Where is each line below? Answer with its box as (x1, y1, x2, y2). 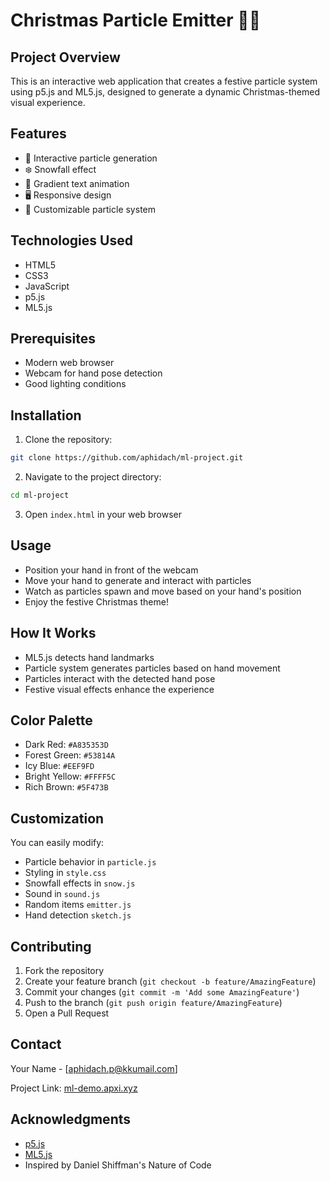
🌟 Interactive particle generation (24, 152, 158, 164)
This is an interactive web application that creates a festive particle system (10, 75, 318, 87)
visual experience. (10, 97, 86, 108)
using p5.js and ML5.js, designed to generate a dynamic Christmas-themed (10, 86, 320, 98)
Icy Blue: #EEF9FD (24, 760, 95, 772)
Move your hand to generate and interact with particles (24, 574, 252, 586)
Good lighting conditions (24, 378, 127, 390)
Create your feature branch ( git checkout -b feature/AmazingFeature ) (24, 975, 317, 988)
